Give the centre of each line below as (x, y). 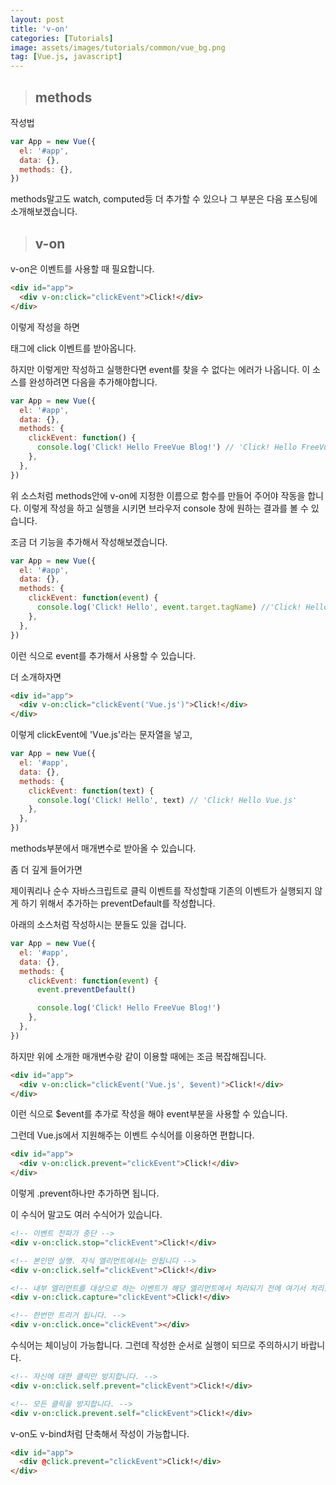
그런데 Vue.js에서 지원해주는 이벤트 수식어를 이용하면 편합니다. (132, 1135)
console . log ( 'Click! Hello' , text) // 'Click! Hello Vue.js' (167, 800)
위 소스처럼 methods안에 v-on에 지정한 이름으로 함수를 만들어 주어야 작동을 (158, 495)
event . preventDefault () (86, 990)
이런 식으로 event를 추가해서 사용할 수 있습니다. (103, 655)
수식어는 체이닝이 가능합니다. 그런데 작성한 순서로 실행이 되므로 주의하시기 (154, 1345)
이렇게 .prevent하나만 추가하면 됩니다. (85, 1193)
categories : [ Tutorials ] (62, 38)
